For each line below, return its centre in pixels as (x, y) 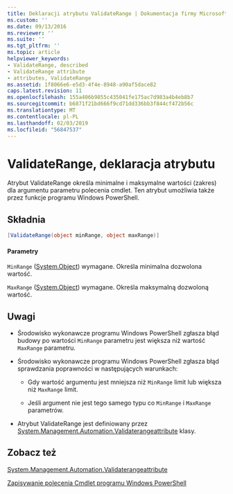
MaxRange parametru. (46, 348)
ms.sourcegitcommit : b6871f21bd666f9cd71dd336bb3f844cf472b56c (101, 104)
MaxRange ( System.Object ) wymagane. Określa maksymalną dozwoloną (108, 288)
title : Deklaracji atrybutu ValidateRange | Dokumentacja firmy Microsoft (118, 14)
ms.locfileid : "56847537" (44, 130)
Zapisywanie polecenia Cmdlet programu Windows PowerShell (97, 483)
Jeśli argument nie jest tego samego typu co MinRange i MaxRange (119, 403)
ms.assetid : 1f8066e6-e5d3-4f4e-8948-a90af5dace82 (82, 85)
